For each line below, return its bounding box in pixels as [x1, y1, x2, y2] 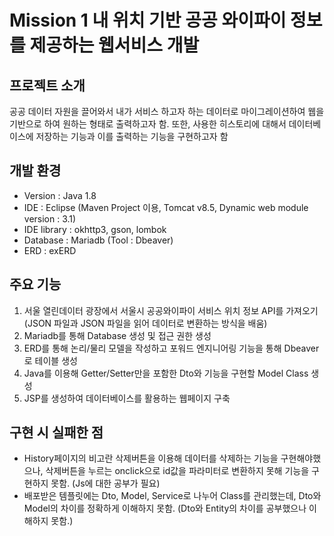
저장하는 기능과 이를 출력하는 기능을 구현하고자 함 [35, 131, 229, 142]
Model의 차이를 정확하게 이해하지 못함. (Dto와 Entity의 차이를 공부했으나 [23, 502, 307, 515]
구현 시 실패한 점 [9, 424, 104, 441]
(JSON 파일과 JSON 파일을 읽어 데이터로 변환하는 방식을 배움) [23, 317, 268, 329]
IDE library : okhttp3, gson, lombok [23, 223, 167, 235]
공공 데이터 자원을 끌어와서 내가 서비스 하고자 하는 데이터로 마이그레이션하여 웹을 [9, 106, 325, 117]
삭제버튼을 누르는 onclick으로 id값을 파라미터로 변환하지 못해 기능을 [45, 465, 310, 477]
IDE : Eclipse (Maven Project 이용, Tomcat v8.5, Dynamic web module [23, 201, 309, 213]
